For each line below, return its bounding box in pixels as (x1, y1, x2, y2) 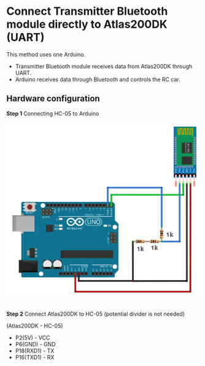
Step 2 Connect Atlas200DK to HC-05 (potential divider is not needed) (6, 310, 185, 317)
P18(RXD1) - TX (15, 347, 55, 354)
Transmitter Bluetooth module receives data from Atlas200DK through (15, 63, 193, 70)
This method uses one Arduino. (6, 50, 86, 58)
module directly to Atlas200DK (6, 17, 168, 31)
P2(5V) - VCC (15, 334, 50, 341)
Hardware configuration (6, 93, 100, 104)
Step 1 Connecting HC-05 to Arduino (6, 109, 99, 117)
